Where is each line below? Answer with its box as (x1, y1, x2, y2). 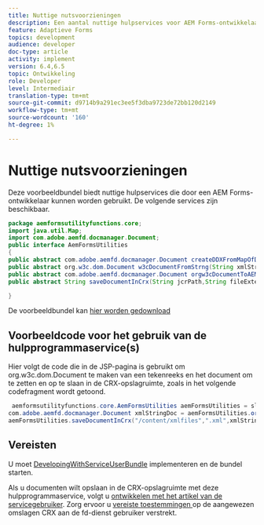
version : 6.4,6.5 (8, 63, 65, 71)
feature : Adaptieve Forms (8, 26, 93, 34)
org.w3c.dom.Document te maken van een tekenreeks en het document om (8, 370, 253, 380)
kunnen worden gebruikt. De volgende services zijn (50, 195, 218, 205)
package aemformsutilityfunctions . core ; (8, 219, 143, 228)
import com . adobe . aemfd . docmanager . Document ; (8, 234, 159, 242)
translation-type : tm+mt (8, 92, 90, 100)
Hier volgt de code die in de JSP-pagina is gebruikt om (8, 362, 185, 371)
